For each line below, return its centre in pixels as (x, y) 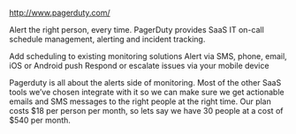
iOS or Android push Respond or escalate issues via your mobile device (139, 66)
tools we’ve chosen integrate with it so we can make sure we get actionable (147, 92)
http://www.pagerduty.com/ (60, 13)
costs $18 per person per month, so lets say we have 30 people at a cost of (146, 111)
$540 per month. (40, 120)
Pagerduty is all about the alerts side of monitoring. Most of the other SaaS (145, 82)
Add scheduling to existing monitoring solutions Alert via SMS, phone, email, (148, 56)
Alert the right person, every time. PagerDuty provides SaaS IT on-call (137, 30)
